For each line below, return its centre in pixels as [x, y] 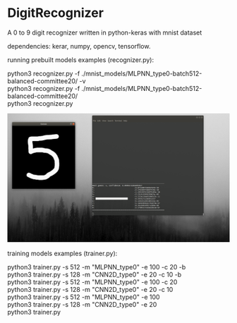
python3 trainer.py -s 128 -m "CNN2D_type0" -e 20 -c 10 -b [95, 274]
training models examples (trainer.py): [62, 253]
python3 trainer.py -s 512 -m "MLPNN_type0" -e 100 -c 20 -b [97, 267]
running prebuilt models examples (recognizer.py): [80, 60]
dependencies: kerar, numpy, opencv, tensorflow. [79, 46]
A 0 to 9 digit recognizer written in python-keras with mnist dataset [105, 32]
